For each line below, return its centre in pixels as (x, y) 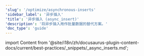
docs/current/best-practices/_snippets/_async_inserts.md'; (67, 48)
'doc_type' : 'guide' (27, 28)
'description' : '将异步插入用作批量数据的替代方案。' (56, 24)
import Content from (27, 42)
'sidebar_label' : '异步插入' (34, 14)
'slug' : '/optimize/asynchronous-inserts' (51, 10)
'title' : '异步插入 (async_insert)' (42, 19)
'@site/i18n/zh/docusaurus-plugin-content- (94, 42)
